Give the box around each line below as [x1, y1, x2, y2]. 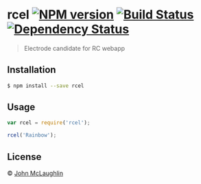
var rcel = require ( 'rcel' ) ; [7, 119, 91, 126]
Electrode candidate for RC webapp [23, 44, 126, 52]
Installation [7, 64, 56, 76]
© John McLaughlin [7, 169, 64, 177]
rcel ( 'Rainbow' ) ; [7, 132, 57, 139]
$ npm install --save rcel [7, 82, 84, 89]
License [7, 151, 42, 163]
